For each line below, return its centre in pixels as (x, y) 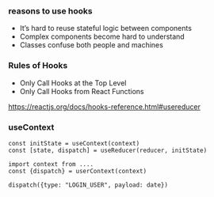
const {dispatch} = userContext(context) (78, 171)
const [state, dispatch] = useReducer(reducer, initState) (108, 150)
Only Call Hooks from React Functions (82, 91)
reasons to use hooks (50, 11)
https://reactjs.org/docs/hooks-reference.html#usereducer (104, 106)
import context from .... (51, 164)
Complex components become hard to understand (102, 36)
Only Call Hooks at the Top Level (73, 83)
